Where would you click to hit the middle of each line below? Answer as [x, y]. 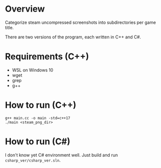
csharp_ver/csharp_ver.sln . [33, 160]
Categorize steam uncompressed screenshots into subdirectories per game [80, 22]
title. [9, 27]
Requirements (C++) [47, 57]
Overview [25, 9]
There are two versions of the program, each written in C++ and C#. [73, 37]
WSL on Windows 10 [32, 70]
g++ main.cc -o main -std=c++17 [38, 118]
